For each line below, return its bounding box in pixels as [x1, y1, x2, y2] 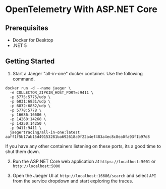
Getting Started [5, 57, 55, 66]
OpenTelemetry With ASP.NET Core [5, 4, 157, 15]
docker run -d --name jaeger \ [5, 85, 71, 90]
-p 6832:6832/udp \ [10, 103, 51, 108]
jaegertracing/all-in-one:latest [10, 130, 80, 135]
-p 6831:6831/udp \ [10, 99, 51, 104]
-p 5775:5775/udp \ [10, 94, 51, 100]
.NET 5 [12, 42, 27, 49]
